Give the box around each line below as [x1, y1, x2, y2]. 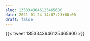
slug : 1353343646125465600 [5, 7, 63, 13]
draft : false [5, 17, 33, 22]
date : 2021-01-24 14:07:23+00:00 [5, 12, 76, 17]
